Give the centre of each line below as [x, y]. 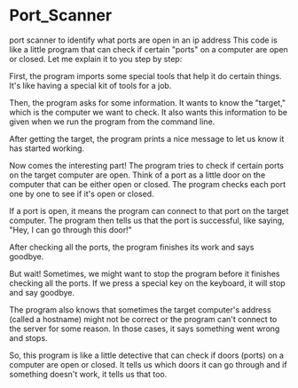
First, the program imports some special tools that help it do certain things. [145, 75]
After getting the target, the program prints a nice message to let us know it [147, 139]
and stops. [28, 337]
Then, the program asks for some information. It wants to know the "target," [148, 102]
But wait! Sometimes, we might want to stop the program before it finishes [145, 273]
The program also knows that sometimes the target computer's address [141, 309]
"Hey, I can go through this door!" [71, 230]
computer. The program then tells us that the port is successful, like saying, [147, 220]
